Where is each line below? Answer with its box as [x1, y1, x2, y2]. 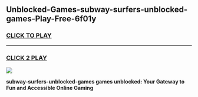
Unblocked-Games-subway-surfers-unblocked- [6, 5, 188, 15]
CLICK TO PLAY [6, 32, 52, 40]
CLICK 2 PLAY [6, 53, 47, 62]
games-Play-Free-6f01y [6, 14, 97, 24]
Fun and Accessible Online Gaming [6, 84, 94, 91]
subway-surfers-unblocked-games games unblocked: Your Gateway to [6, 78, 185, 85]
